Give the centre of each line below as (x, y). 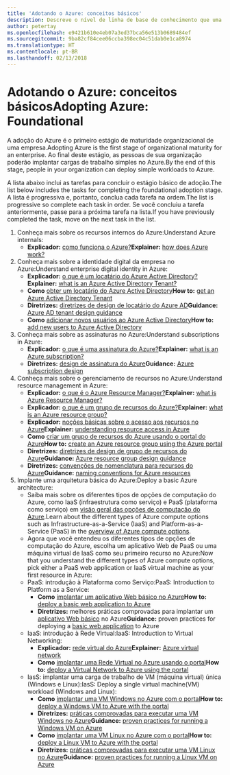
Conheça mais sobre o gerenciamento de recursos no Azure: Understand (119, 378)
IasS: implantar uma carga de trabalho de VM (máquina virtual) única (124, 677)
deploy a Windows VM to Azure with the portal (103, 706)
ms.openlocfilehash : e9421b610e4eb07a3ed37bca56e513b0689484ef (99, 33)
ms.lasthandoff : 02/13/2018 (47, 58)
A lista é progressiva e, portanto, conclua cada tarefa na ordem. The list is (110, 197)
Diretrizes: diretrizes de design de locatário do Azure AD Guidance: (123, 305)
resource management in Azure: (62, 385)
